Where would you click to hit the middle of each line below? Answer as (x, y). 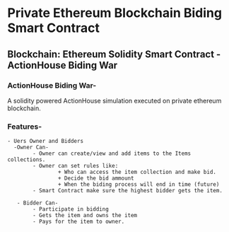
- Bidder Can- (37, 203)
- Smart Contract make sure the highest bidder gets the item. (128, 191)
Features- (25, 127)
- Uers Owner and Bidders (45, 141)
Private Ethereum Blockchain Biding (115, 13)
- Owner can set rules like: (76, 166)
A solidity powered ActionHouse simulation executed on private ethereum (114, 100)
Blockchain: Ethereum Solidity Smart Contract (111, 54)
